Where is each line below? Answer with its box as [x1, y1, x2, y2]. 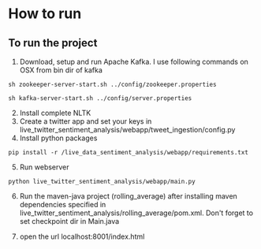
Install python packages [19, 133, 98, 143]
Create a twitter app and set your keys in [19, 117, 152, 126]
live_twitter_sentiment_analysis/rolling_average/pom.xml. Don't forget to [19, 208, 254, 217]
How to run [8, 5, 82, 23]
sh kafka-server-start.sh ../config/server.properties [8, 95, 192, 102]
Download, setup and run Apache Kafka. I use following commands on [19, 57, 248, 66]
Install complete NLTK [19, 108, 91, 117]
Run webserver [19, 162, 69, 172]
